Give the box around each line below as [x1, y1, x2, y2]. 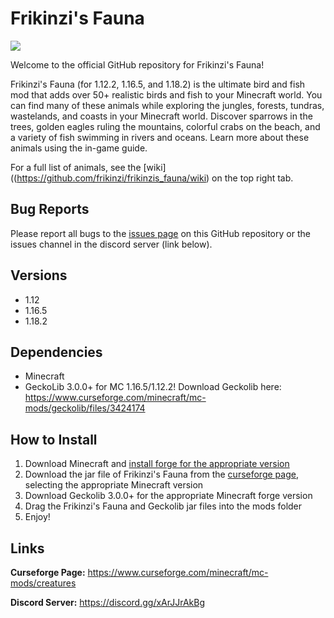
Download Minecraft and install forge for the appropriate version [24, 458, 290, 470]
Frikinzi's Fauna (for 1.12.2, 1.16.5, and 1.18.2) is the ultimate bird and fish [10, 78, 306, 90]
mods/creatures [10, 577, 77, 589]
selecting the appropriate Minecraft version [24, 479, 204, 491]
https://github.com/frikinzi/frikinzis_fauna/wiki [16, 172, 207, 184]
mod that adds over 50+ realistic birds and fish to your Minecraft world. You [10, 88, 323, 101]
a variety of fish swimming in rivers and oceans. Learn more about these [10, 131, 310, 143]
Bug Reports [10, 201, 90, 218]
